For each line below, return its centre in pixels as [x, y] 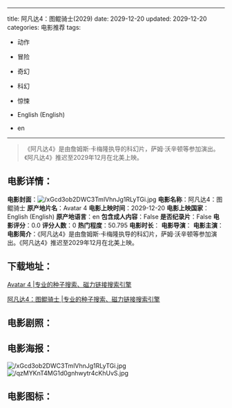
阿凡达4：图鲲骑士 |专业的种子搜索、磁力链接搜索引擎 [84, 299]
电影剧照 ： [30, 323]
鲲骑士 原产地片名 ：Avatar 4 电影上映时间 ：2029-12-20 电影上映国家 [105, 207]
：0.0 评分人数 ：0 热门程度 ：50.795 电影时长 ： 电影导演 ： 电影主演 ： [124, 225]
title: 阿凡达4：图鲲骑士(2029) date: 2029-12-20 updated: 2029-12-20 [107, 19]
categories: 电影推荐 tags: [44, 27]
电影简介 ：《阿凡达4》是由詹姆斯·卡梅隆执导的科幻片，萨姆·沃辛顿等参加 [109, 234]
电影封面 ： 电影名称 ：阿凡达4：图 [115, 199]
